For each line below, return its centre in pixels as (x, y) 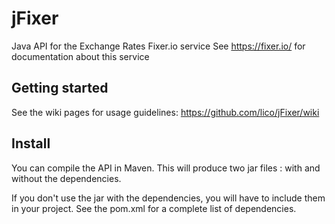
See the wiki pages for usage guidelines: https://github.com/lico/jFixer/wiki (165, 112)
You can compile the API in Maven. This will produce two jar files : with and (166, 168)
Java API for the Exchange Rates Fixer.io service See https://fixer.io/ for (158, 46)
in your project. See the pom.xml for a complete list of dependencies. (154, 208)
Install (31, 143)
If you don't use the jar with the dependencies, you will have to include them (168, 198)
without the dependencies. (66, 178)
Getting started (60, 88)
